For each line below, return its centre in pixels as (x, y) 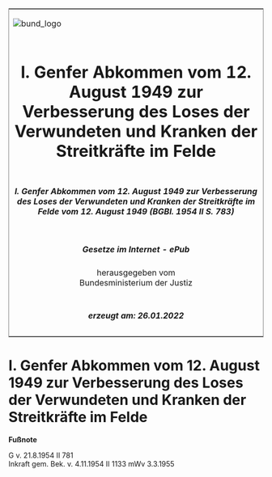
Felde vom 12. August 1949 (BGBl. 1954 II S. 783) (136, 211)
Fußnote (23, 439)
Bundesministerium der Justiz (136, 283)
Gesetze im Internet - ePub (136, 249)
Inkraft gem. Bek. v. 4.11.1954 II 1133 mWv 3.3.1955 (91, 463)
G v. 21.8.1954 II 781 (41, 455)
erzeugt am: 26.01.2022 (136, 315)
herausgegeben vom (136, 272)
